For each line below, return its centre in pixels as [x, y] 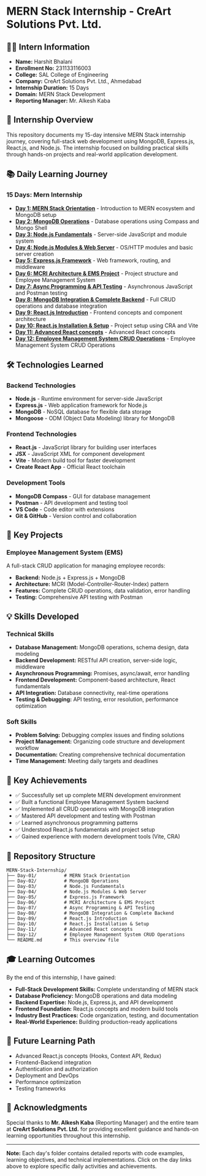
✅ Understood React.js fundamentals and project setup [85, 830]
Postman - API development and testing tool [71, 503]
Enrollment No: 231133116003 [53, 68]
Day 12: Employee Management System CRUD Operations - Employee [105, 338]
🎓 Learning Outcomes [51, 959]
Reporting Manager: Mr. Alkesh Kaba [63, 101]
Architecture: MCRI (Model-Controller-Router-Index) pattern [92, 584]
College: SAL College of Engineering [62, 74]
